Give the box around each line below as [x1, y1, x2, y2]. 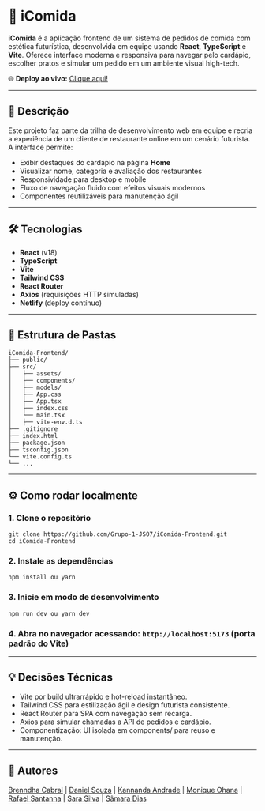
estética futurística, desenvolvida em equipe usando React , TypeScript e [8, 41, 247, 51]
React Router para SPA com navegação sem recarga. [19, 708, 192, 718]
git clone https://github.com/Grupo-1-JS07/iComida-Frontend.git [8, 530, 227, 538]
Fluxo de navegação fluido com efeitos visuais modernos [19, 183, 206, 192]
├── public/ [8, 356, 47, 364]
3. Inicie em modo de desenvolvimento [8, 592, 159, 603]
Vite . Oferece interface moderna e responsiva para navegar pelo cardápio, [8, 50, 251, 59]
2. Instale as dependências [8, 555, 114, 566]
